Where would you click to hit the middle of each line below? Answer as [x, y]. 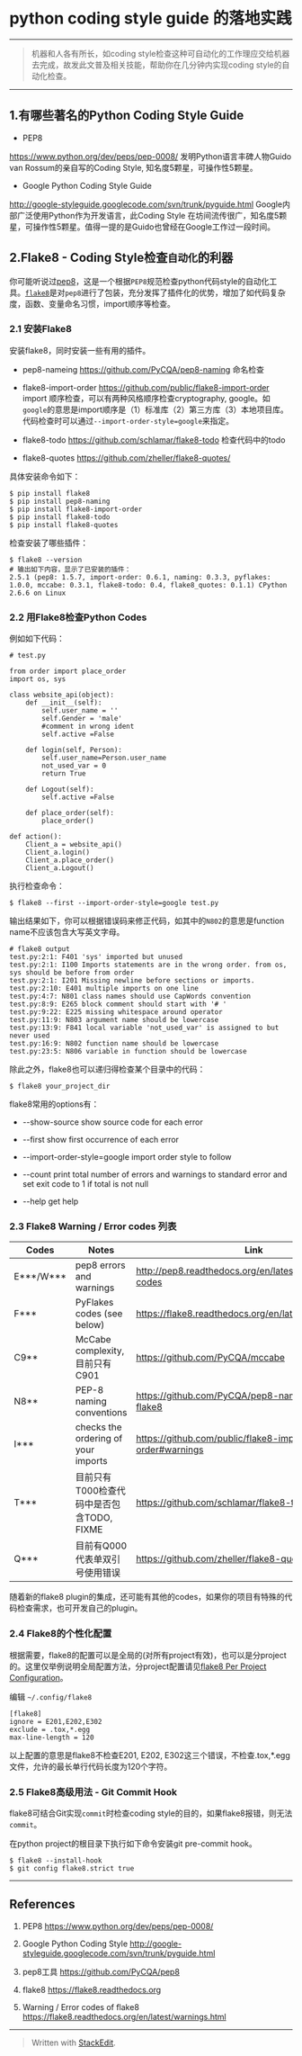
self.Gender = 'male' [82, 719]
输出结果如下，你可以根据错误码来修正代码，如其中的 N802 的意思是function [147, 921]
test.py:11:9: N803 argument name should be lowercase [114, 1020]
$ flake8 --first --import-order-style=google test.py [114, 903]
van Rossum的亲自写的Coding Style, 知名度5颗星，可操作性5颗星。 [133, 167]
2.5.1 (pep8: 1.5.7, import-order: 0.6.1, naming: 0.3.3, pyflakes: [140, 577]
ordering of [99, 1439]
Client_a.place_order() [70, 860]
